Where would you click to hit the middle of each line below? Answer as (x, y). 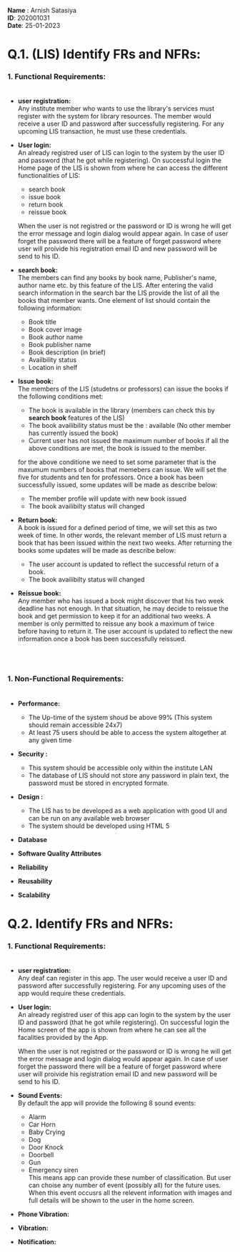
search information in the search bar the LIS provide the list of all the (119, 293)
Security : (32, 753)
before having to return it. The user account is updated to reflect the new (125, 631)
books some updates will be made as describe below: (97, 551)
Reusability (35, 881)
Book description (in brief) (67, 352)
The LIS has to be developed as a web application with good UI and (127, 811)
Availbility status (52, 360)
